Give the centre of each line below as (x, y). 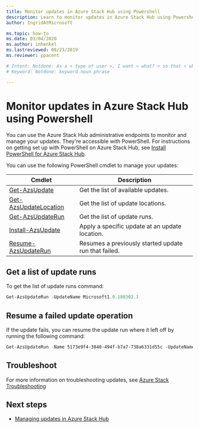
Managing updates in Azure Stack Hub (62, 419)
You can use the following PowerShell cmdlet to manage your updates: (92, 165)
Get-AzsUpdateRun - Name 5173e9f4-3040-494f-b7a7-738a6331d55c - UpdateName (100, 347)
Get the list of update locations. (123, 203)
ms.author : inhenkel (32, 44)
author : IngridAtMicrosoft (39, 23)
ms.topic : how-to (28, 33)
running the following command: (46, 336)
